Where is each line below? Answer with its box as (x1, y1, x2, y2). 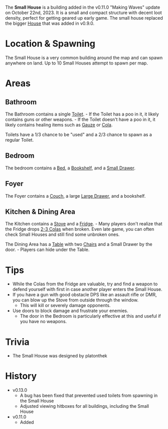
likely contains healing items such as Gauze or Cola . (5, 121, 113, 128)
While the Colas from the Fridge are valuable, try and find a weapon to (12, 281, 158, 287)
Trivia (5, 336, 30, 347)
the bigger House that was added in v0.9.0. (5, 20, 95, 26)
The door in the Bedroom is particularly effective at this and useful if (20, 313, 161, 319)
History (5, 371, 37, 382)
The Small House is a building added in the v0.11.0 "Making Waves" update (5, 5, 160, 10)
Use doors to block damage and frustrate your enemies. (12, 308, 128, 314)
